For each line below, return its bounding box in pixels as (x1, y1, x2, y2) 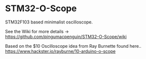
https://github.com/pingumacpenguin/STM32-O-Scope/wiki (5, 34, 127, 39)
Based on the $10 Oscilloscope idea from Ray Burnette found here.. (5, 43, 142, 49)
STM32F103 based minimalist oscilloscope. (5, 19, 93, 25)
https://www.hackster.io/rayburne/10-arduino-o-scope (5, 48, 116, 54)
